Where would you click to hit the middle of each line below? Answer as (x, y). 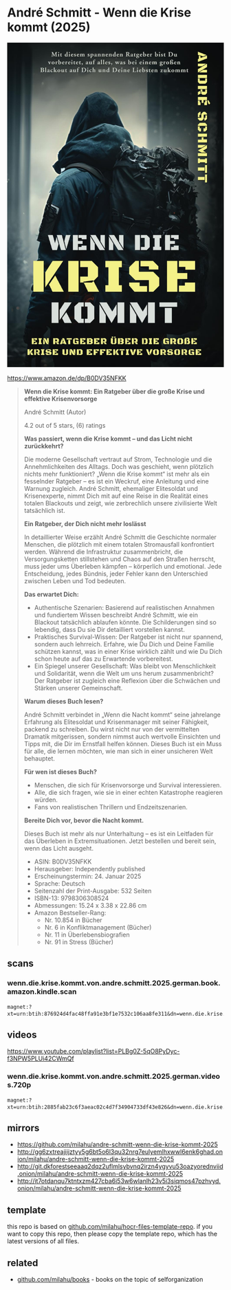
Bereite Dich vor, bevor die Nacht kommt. (84, 820)
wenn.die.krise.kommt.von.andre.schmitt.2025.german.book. (114, 983)
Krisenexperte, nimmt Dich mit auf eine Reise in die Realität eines (116, 496)
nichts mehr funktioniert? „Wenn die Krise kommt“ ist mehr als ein (117, 474)
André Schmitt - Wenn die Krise (99, 13)
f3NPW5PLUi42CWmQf (41, 1059)
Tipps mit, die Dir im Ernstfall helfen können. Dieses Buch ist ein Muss (123, 743)
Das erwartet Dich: (51, 594)
